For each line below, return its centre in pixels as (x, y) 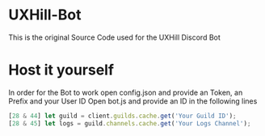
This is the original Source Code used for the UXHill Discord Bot (114, 37)
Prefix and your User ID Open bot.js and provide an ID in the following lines (133, 101)
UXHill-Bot (45, 15)
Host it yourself (61, 70)
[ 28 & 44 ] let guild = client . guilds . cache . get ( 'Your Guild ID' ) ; (122, 116)
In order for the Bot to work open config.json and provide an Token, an (126, 92)
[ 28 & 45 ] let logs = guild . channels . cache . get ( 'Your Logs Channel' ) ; (130, 123)
